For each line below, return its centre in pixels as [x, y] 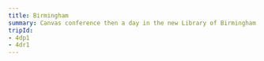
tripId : [21, 30]
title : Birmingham [38, 15]
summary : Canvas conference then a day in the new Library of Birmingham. [134, 23]
